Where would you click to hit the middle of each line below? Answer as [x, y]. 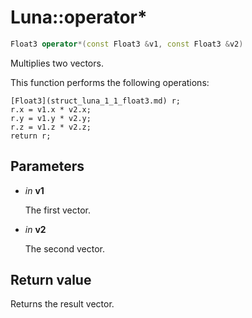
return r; [31, 136]
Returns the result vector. [62, 304]
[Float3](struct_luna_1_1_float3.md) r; [96, 101]
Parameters [47, 166]
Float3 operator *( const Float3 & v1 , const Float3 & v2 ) [127, 44]
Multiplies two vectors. [57, 63]
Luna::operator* [79, 17]
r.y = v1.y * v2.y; [51, 118]
